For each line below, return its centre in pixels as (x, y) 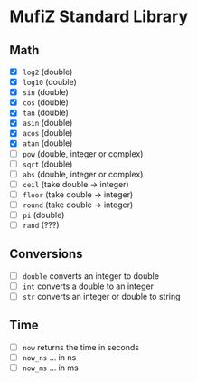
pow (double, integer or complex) (83, 153)
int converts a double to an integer (88, 286)
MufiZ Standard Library (99, 17)
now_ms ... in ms (50, 368)
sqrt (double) (47, 164)
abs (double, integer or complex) (83, 174)
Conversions (46, 254)
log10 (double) (49, 82)
